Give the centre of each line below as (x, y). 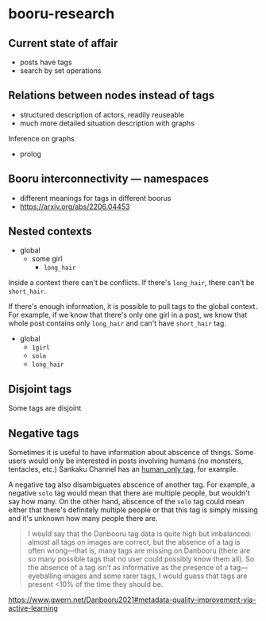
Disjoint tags (40, 389)
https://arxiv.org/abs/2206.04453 (75, 206)
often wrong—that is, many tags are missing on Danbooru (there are (139, 551)
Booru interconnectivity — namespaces (108, 179)
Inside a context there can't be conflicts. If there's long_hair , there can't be (131, 283)
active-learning (33, 608)
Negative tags (44, 433)
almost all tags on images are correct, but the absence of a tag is (134, 542)
